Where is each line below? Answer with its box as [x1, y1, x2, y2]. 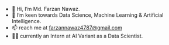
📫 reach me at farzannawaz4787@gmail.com [11, 24, 123, 31]
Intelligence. [11, 18, 42, 24]
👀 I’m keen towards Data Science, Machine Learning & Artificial [11, 12, 164, 18]
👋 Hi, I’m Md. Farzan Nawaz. [11, 6, 80, 12]
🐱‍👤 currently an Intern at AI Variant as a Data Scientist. [11, 32, 143, 39]
